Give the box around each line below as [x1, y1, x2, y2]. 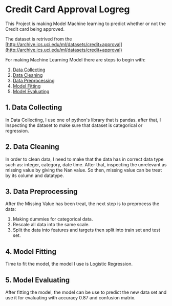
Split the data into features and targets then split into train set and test [12, 227, 160, 233]
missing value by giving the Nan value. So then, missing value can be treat [5, 167, 162, 173]
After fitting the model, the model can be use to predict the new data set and [5, 289, 167, 295]
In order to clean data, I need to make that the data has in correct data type [5, 156, 164, 162]
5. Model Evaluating [5, 275, 70, 285]
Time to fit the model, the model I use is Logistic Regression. [5, 261, 133, 267]
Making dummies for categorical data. [12, 216, 93, 222]
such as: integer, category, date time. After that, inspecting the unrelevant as [5, 161, 167, 167]
